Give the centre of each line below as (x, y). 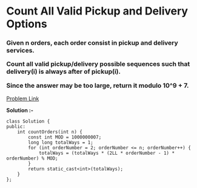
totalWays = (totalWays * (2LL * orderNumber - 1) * (106, 153)
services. (21, 51)
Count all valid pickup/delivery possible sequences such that (98, 64)
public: (16, 127)
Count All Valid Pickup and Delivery (97, 11)
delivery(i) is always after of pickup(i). (64, 72)
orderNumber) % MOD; (32, 158)
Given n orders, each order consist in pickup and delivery (92, 43)
